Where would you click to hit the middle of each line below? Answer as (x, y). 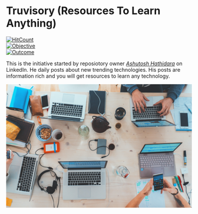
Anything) (32, 23)
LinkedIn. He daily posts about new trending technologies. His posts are (93, 69)
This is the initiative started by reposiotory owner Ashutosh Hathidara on (94, 63)
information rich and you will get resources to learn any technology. (88, 76)
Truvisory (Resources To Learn (83, 11)
